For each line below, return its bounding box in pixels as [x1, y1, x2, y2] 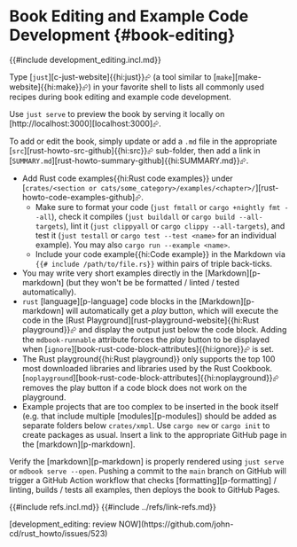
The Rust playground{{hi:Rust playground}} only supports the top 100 [21, 353, 276, 364]
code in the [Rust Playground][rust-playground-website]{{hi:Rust [21, 315, 260, 325]
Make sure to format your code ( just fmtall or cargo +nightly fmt [35, 201, 281, 212]
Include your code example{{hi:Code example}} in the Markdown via [35, 248, 286, 259]
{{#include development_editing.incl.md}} [9, 54, 161, 65]
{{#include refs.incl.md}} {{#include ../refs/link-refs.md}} [9, 501, 217, 512]
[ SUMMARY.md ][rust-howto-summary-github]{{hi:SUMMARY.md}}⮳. [9, 155, 249, 166]
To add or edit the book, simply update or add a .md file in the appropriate [9, 136, 277, 146]
